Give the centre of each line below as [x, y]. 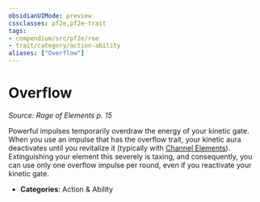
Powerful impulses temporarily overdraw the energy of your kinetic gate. [129, 130]
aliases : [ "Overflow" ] [46, 53]
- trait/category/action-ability [65, 46]
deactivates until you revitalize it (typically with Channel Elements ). [120, 148]
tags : [17, 31]
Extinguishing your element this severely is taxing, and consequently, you [130, 156]
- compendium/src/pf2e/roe [54, 38]
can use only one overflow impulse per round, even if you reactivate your [130, 165]
